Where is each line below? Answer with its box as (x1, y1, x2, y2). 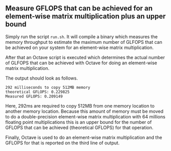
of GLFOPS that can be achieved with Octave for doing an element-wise (5, 60, 158, 66)
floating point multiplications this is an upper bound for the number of (5, 119, 152, 125)
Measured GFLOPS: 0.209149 (5, 94, 63, 99)
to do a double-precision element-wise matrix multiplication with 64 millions (5, 113, 165, 119)
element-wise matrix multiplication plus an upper (5, 12, 166, 21)
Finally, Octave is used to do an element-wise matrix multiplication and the (5, 134, 162, 140)
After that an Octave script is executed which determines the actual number (5, 54, 165, 60)
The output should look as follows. (5, 75, 78, 81)
